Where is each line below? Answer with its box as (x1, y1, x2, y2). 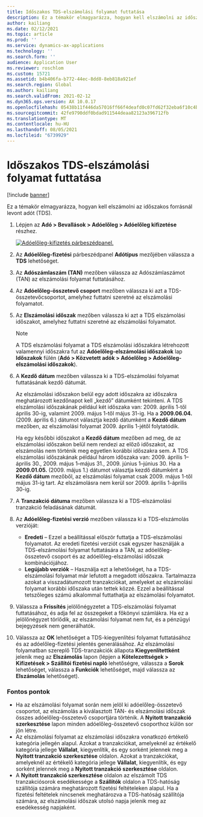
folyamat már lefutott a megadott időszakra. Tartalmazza (55, 572, 196, 579)
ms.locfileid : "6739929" (7, 132, 69, 139)
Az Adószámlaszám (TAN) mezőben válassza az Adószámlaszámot (15, 269, 186, 276)
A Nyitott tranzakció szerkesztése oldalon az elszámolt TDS (15, 772, 167, 779)
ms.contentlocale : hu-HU (7, 121, 69, 127)
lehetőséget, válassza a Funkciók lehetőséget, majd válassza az (15, 665, 175, 673)
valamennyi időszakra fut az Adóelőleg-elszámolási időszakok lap (15, 348, 183, 355)
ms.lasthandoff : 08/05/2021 (7, 127, 78, 133)
